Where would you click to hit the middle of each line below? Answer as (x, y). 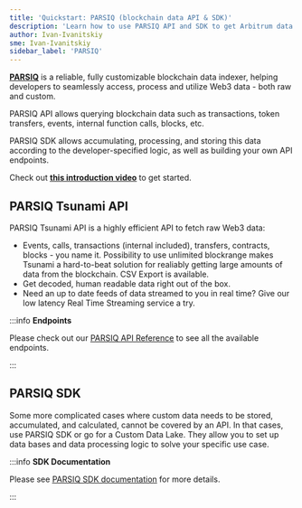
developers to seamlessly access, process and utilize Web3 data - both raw (151, 87)
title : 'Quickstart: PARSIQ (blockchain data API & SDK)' (121, 18)
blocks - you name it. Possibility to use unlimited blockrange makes (148, 255)
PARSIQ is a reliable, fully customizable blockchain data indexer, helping (144, 77)
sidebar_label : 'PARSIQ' (56, 52)
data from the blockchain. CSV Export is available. (116, 274)
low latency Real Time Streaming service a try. (109, 303)
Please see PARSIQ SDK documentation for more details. (115, 479)
